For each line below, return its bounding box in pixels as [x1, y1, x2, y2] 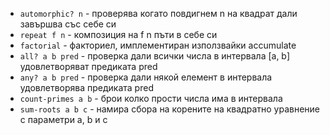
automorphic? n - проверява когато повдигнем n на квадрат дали [19, 8, 298, 19]
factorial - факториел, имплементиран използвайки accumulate [19, 39, 297, 51]
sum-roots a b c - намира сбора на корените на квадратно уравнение [19, 103, 321, 115]
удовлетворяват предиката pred [19, 61, 158, 72]
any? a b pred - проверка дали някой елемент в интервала [19, 71, 273, 83]
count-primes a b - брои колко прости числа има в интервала [19, 93, 283, 104]
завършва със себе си [19, 18, 117, 30]
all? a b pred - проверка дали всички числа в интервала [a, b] [19, 50, 291, 62]
